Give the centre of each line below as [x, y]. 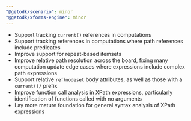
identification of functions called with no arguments [78, 98]
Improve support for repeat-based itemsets [68, 54]
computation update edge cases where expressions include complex [100, 66]
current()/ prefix [36, 85]
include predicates [37, 47]
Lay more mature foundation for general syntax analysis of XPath [95, 105]
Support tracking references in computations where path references [99, 41]
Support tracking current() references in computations [83, 34]
